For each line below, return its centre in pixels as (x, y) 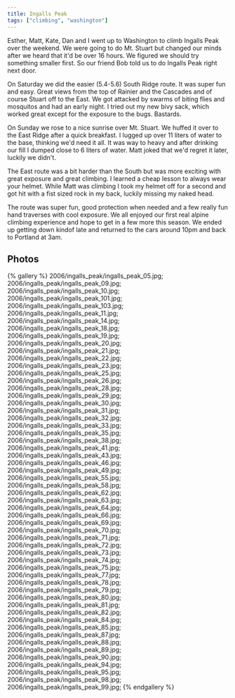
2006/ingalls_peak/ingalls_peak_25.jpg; (64, 373)
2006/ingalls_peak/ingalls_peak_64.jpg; (64, 508)
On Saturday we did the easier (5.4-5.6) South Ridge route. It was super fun (116, 84)
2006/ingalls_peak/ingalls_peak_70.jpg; (64, 530)
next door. (22, 70)
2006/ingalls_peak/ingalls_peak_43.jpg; (64, 455)
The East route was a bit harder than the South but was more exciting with (114, 171)
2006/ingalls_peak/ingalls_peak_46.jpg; (64, 463)
